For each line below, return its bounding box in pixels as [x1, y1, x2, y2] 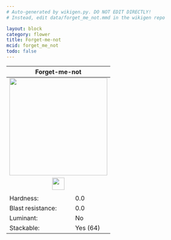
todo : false [6, 48, 37, 55]
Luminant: [9, 214, 38, 222]
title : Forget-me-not [6, 37, 62, 43]
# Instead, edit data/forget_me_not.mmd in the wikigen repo [6, 15, 166, 21]
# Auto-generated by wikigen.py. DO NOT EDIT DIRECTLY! [6, 9, 151, 15]
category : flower [6, 31, 51, 37]
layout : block [6, 26, 43, 32]
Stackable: [9, 224, 40, 232]
